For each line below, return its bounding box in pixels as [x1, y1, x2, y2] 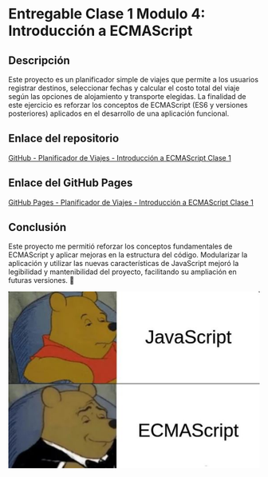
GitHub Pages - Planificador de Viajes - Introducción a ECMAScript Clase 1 [8, 197, 254, 207]
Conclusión [8, 221, 67, 234]
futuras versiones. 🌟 [8, 276, 74, 285]
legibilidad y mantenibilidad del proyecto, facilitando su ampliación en [8, 267, 237, 276]
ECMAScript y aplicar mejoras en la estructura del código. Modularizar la [8, 250, 248, 260]
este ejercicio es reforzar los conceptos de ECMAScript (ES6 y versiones [8, 101, 248, 109]
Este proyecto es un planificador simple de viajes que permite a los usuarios [8, 75, 259, 84]
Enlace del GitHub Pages [8, 177, 133, 190]
